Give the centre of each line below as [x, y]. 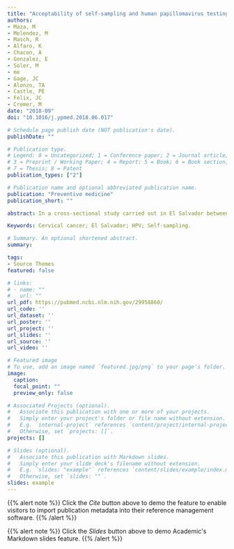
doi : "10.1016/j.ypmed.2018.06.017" [60, 117]
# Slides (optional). [39, 451]
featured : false [31, 270]
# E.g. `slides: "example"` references [68, 470]
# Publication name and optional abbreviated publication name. [102, 188]
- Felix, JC [24, 98]
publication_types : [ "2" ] [45, 175]
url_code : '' [26, 309]
